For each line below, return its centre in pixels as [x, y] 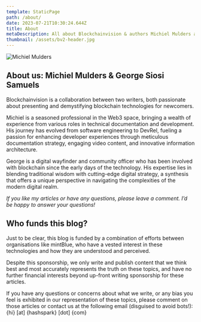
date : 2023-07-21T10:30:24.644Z [46, 23]
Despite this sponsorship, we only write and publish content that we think [97, 263]
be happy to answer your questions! [51, 204]
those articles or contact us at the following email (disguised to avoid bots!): [100, 306]
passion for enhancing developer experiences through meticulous [87, 136]
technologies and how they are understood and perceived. [78, 251]
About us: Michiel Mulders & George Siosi [85, 76]
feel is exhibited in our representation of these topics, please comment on [97, 299]
